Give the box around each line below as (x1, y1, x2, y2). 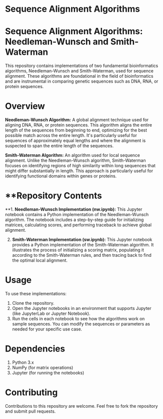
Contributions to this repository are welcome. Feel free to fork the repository (5, 403, 158, 409)
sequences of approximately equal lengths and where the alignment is (5, 138, 146, 144)
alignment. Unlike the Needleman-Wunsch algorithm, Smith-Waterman (5, 157, 146, 163)
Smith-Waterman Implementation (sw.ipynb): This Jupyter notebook (12, 237, 152, 243)
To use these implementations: (5, 290, 67, 296)
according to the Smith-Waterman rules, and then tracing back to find (12, 252, 152, 258)
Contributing (5, 387, 58, 398)
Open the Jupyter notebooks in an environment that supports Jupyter (12, 305, 152, 311)
